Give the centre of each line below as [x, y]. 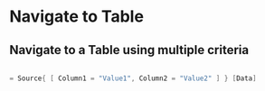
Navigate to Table [77, 17]
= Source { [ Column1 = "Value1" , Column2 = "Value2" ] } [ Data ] [133, 78]
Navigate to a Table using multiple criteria [129, 50]
